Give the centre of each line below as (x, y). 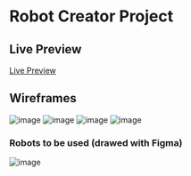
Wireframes (43, 98)
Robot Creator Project (91, 16)
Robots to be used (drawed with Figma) (96, 142)
